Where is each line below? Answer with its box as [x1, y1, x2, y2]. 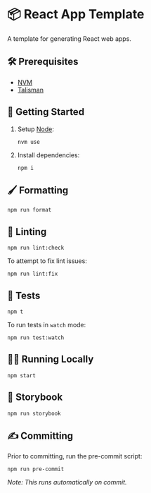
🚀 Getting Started [7, 106, 85, 118]
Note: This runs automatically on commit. [7, 478, 128, 487]
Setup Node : [17, 125, 55, 133]
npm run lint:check [7, 245, 65, 252]
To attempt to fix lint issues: [7, 257, 88, 265]
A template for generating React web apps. [7, 34, 132, 43]
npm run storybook [7, 410, 61, 417]
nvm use [17, 138, 40, 145]
